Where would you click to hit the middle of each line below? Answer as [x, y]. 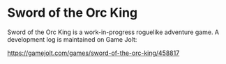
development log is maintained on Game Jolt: [72, 39]
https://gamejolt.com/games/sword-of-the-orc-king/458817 [93, 53]
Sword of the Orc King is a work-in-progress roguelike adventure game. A [113, 32]
